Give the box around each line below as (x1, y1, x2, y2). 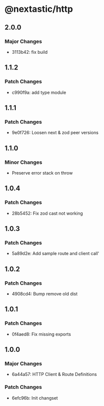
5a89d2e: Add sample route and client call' (11, 251, 100, 257)
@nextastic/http (4, 3, 73, 15)
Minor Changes (4, 159, 42, 166)
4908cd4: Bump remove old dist (11, 291, 78, 296)
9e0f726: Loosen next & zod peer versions (11, 130, 99, 136)
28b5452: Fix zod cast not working (11, 210, 83, 216)
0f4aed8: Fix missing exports (11, 331, 71, 337)
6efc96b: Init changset (11, 395, 58, 401)
